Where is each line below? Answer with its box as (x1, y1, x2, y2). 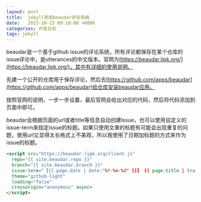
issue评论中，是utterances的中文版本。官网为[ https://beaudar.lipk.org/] (6, 56, 183, 63)
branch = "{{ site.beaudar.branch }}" (11, 162, 103, 168)
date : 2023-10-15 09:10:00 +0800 (6, 20, 95, 26)
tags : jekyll (6, 31, 39, 37)
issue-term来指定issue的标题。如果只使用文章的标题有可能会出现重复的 (6, 124, 183, 131)
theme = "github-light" (11, 173, 66, 179)
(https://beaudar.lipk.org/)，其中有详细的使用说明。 (6, 64, 133, 71)
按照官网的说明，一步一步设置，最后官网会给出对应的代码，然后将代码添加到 (6, 97, 196, 104)
